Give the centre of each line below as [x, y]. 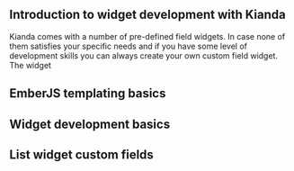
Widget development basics [90, 124]
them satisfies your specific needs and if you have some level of [128, 46]
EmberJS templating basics [88, 94]
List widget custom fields [82, 154]
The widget [31, 65]
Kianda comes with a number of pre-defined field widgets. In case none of [147, 36]
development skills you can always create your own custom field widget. [144, 55]
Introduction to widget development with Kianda [147, 15]
